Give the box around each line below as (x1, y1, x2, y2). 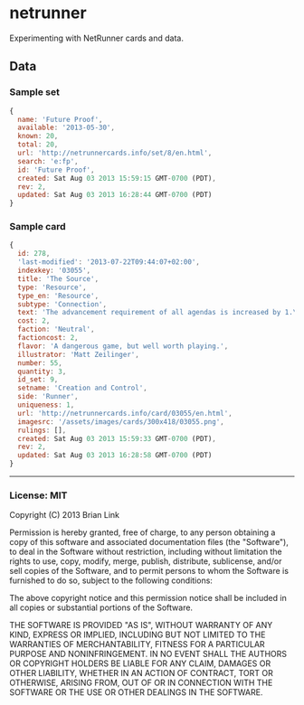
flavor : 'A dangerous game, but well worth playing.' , (17, 342, 229, 351)
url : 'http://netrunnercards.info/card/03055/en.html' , (17, 409, 233, 418)
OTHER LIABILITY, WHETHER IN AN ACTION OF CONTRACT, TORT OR (9, 668, 273, 679)
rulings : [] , (17, 426, 67, 435)
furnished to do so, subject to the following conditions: (9, 575, 213, 586)
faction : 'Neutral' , (17, 324, 95, 334)
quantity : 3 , (17, 367, 67, 376)
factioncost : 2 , (17, 334, 79, 343)
